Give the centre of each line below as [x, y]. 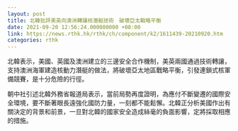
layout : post [27, 14]
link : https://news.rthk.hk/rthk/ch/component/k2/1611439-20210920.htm [115, 34]
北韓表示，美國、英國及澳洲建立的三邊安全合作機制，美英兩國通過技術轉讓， [119, 62]
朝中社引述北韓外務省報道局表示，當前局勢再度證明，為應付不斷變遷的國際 [116, 94]
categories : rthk [33, 40]
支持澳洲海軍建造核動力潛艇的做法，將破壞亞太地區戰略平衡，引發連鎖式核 [116, 70]
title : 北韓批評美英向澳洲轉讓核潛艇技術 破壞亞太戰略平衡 [84, 21]
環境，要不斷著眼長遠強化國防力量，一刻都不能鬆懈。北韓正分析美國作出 [119, 103]
